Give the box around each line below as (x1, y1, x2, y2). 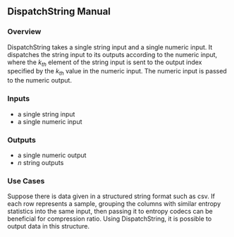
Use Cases (7, 176, 45, 186)
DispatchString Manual (7, 6, 111, 18)
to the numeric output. (7, 76, 73, 85)
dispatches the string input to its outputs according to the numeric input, (7, 50, 218, 59)
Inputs (7, 94, 30, 104)
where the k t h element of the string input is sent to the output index (7, 58, 202, 68)
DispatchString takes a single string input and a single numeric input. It (7, 42, 213, 51)
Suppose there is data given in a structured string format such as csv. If (7, 192, 215, 200)
